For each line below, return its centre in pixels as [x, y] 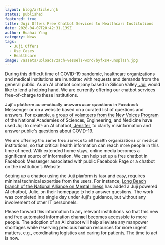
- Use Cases [22, 51]
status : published [24, 14]
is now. [12, 238]
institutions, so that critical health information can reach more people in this [82, 145]
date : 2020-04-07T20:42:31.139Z [38, 28]
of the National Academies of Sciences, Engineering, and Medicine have [79, 120]
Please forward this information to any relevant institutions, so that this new [82, 212]
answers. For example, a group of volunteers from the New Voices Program [82, 115]
